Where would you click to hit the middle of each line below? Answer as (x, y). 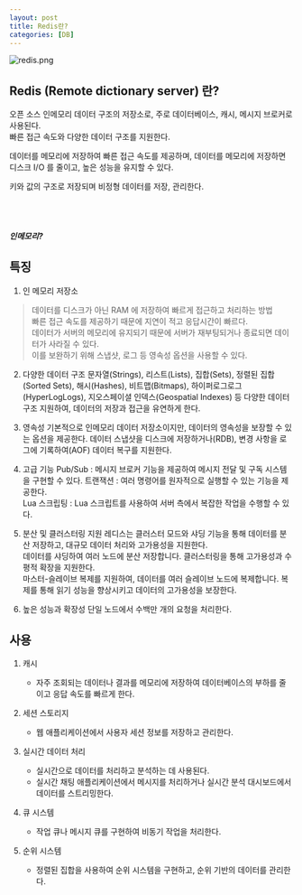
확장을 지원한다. (67, 567)
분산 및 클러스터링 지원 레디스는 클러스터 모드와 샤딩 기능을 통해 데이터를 (150, 533)
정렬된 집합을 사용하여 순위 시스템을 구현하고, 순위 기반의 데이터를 (151, 870)
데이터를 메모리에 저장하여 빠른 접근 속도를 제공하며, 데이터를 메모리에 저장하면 (148, 156)
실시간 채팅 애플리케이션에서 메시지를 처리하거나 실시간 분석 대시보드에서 (164, 782)
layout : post (34, 18)
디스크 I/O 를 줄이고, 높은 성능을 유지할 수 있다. (92, 167)
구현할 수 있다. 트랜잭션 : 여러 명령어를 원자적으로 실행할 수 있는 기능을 (156, 480)
